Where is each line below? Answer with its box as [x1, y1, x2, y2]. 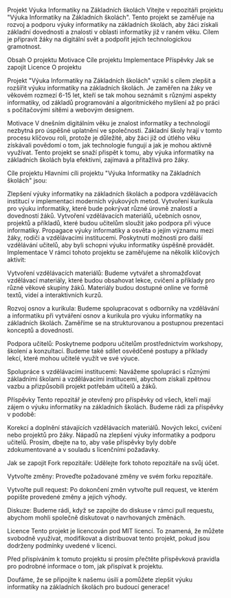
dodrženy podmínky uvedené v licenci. [7, 542, 117, 550]
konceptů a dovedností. [7, 327, 74, 334]
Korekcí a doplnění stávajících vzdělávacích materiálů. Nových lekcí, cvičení [7, 424, 222, 431]
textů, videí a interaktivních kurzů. [7, 291, 103, 299]
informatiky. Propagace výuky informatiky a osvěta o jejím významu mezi [7, 227, 214, 234]
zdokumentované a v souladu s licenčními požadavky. [7, 446, 160, 453]
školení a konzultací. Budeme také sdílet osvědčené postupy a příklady [7, 347, 208, 355]
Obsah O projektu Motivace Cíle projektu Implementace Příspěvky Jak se [7, 56, 214, 64]
